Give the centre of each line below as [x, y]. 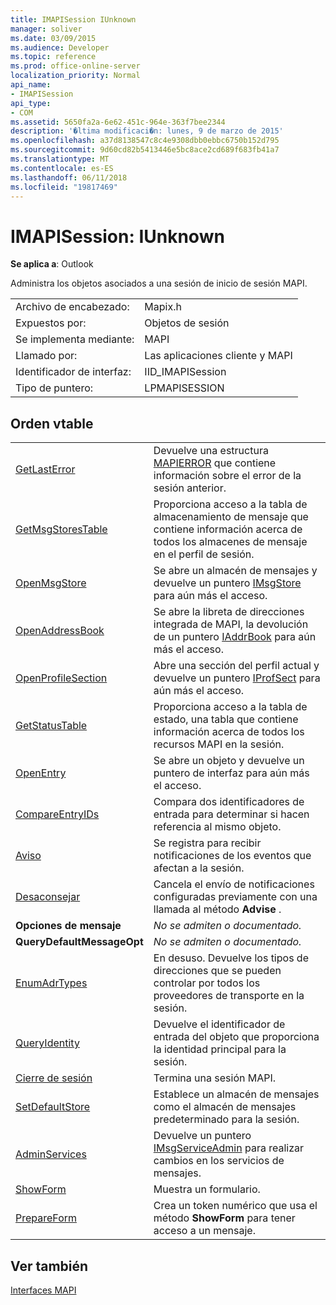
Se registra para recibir [207, 843]
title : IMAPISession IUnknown [73, 19]
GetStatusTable [51, 726]
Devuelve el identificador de [219, 1024]
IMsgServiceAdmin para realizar [228, 1148]
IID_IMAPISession [185, 372]
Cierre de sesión [54, 1078]
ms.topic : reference [53, 57]
